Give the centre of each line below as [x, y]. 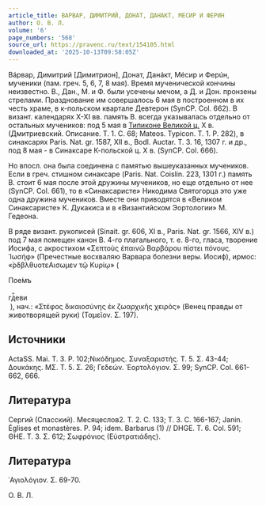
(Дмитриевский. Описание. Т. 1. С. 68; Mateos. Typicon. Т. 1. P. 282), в [126, 134]
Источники [37, 340]
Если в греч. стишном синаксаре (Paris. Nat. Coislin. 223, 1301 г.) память [130, 174]
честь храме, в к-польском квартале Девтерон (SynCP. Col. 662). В [123, 108]
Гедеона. [23, 216]
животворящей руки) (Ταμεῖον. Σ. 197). [73, 315]
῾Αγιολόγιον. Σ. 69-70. [45, 480]
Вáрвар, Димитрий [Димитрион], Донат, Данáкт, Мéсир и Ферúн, [119, 75]
